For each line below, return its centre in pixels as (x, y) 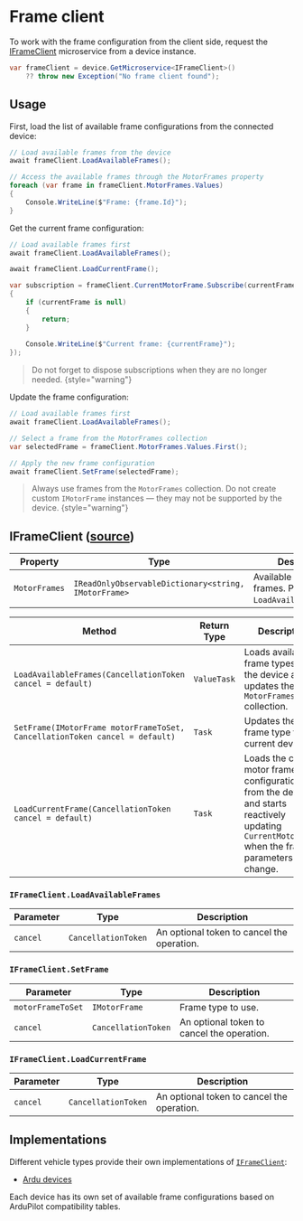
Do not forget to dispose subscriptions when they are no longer (149, 370)
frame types (270, 663)
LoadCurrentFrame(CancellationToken (92, 809)
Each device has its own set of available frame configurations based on (142, 1197)
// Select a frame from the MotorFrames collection (108, 438)
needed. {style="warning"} (82, 380)
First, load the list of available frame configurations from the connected (142, 126)
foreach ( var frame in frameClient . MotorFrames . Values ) (116, 186)
